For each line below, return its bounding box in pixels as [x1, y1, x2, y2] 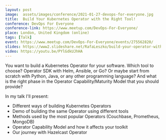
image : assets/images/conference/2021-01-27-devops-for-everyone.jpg [5, 12, 154, 17]
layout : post [5, 7, 32, 12]
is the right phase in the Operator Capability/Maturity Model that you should [5, 78, 159, 84]
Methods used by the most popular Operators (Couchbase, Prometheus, [12, 113, 160, 119]
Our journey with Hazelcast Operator [12, 129, 87, 135]
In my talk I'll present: [5, 93, 49, 99]
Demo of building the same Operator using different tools [12, 108, 129, 114]
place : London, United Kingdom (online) [5, 30, 90, 35]
